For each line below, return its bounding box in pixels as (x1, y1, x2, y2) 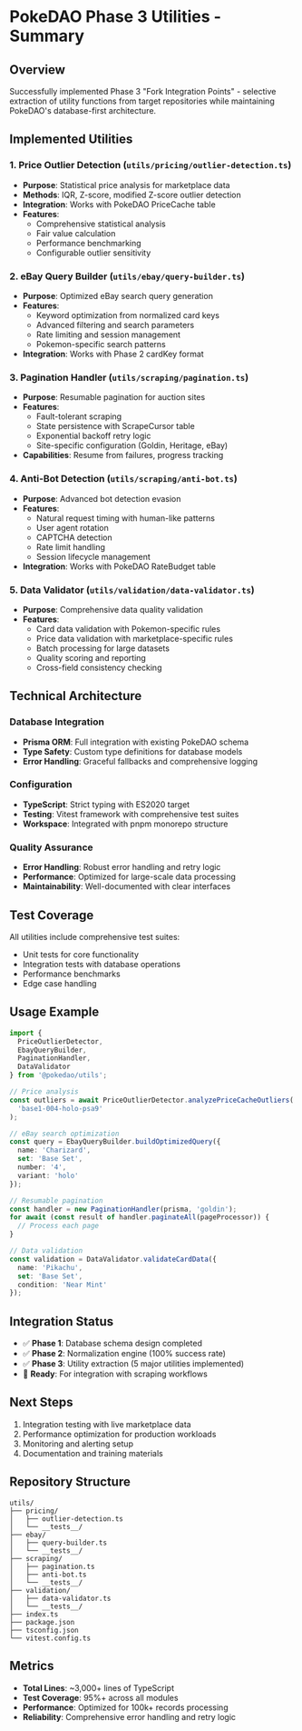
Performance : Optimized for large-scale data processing (22, 871, 236, 883)
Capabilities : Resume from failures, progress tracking (22, 450, 224, 461)
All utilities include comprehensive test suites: (9, 931, 180, 942)
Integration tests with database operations (22, 958, 181, 969)
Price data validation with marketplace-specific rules (35, 633, 234, 644)
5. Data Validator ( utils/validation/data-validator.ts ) (9, 584, 256, 596)
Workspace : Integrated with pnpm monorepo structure (22, 818, 229, 829)
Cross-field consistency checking (35, 662, 162, 673)
